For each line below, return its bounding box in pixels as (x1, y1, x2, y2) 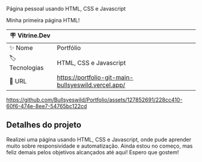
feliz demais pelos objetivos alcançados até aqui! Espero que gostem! (6, 148, 179, 155)
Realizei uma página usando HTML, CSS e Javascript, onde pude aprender (6, 136, 192, 143)
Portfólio (57, 44, 81, 52)
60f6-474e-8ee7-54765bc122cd (6, 103, 87, 110)
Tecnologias (9, 64, 44, 71)
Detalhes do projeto (6, 120, 82, 130)
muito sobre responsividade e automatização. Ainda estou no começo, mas (6, 142, 193, 149)
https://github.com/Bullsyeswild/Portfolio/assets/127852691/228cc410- (6, 96, 183, 103)
